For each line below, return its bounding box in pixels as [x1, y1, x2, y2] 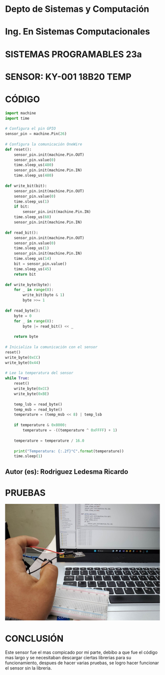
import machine [5, 110, 36, 115]
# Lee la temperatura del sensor [5, 371, 74, 376]
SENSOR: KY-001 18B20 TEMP [5, 71, 132, 82]
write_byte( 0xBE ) [14, 391, 50, 396]
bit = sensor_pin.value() [14, 261, 67, 267]
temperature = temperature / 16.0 [14, 438, 84, 443]
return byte [14, 334, 38, 339]
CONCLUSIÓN [5, 633, 64, 644]
